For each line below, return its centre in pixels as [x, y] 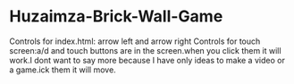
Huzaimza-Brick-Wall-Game [116, 17]
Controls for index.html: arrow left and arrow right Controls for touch [135, 41]
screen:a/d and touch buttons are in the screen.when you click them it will [145, 50]
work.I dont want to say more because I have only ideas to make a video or [147, 60]
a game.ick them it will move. [63, 70]
